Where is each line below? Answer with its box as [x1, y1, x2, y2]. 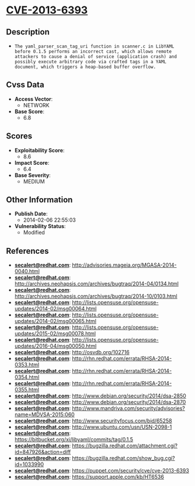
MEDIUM [23, 178, 45, 185]
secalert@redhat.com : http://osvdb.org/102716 [14, 349, 130, 356]
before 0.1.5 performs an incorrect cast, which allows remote [14, 49, 172, 55]
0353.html [14, 361, 40, 368]
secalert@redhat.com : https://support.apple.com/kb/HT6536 [14, 473, 165, 481]
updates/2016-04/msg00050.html [14, 342, 97, 349]
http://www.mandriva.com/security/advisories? [72, 405, 186, 412]
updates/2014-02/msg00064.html [14, 305, 97, 312]
